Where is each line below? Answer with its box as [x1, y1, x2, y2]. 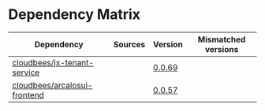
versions [204, 43, 239, 54]
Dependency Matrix [8, 6, 140, 24]
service [12, 67, 40, 78]
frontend [12, 89, 45, 100]
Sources [113, 39, 146, 50]
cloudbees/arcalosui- [12, 80, 93, 91]
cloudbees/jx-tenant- [12, 57, 95, 68]
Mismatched [197, 34, 246, 45]
